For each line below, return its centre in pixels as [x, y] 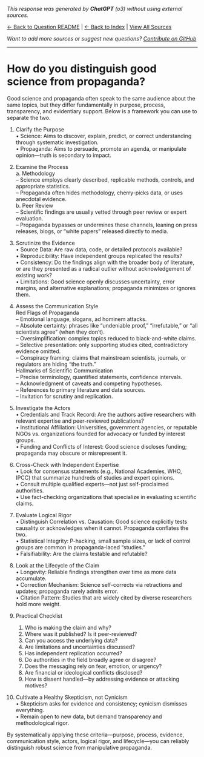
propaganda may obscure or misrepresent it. [71, 453]
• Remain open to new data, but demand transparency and [89, 716]
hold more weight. [38, 604]
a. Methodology [35, 173]
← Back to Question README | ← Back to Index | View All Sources [89, 27]
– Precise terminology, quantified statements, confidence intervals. [99, 377]
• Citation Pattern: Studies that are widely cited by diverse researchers [104, 597]
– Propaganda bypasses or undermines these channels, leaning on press [106, 225]
